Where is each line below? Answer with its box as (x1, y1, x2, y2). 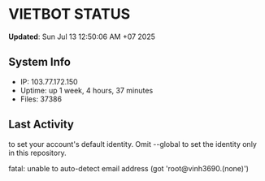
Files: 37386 (20, 94, 63, 104)
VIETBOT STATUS (8, 5, 131, 24)
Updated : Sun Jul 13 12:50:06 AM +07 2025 (8, 32, 156, 41)
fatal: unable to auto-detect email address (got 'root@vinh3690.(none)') (8, 163, 250, 173)
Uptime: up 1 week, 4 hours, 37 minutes (20, 85, 154, 95)
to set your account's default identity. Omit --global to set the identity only (8, 139, 258, 149)
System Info (8, 55, 72, 69)
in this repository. (8, 148, 67, 157)
